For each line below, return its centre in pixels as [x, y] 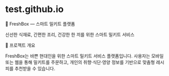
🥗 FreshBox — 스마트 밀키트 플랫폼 [40, 24]
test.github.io [35, 9]
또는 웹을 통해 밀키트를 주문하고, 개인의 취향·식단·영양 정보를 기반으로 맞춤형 [80, 62]
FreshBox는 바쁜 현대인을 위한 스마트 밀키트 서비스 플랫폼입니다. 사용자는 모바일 [85, 56]
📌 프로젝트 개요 [20, 45]
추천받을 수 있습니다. [35, 68]
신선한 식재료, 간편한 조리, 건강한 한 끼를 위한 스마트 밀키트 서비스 [70, 34]
